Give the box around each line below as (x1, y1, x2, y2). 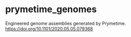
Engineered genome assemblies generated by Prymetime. (5, 20, 126, 26)
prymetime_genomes (5, 4, 97, 15)
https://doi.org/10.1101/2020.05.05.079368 (5, 25, 93, 31)
